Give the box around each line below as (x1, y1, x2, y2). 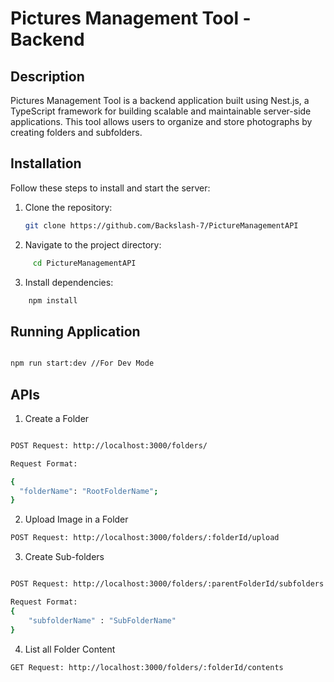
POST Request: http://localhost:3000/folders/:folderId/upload (10, 533, 280, 543)
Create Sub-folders (24, 551, 105, 563)
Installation (10, 155, 82, 172)
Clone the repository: (24, 201, 113, 213)
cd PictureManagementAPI (32, 258, 137, 268)
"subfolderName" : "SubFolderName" (28, 615, 177, 626)
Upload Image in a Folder (24, 513, 129, 526)
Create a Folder (24, 412, 90, 424)
